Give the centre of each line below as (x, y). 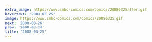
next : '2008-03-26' (25, 23)
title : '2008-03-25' (26, 32)
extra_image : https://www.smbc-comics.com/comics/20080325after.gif (76, 9)
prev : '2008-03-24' (25, 28)
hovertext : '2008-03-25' (30, 14)
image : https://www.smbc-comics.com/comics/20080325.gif (64, 18)
